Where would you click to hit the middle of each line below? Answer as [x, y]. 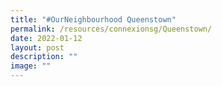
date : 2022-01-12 [46, 38]
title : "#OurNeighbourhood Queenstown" [93, 19]
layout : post [37, 47]
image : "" [31, 66]
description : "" [44, 57]
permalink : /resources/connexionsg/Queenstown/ [111, 29]
